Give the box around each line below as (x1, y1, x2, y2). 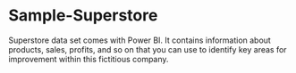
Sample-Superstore (8, 5, 158, 26)
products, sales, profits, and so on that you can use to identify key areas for (8, 44, 287, 54)
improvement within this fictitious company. (8, 53, 169, 64)
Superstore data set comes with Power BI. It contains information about (8, 35, 272, 45)
